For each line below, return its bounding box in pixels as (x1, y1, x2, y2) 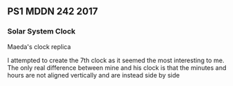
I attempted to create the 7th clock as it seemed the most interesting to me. (7, 56, 225, 64)
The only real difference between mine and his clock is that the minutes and (7, 63, 227, 72)
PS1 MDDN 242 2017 (7, 6, 98, 17)
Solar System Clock (7, 27, 76, 36)
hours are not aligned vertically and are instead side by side (7, 71, 180, 79)
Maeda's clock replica (7, 42, 72, 51)
